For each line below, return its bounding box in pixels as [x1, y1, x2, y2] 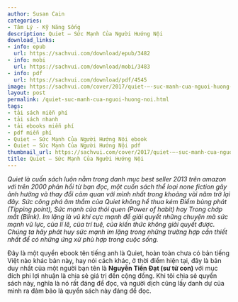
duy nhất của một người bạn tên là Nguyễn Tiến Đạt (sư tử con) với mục [7, 264, 218, 272]
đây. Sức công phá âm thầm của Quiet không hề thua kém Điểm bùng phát [7, 197, 227, 206]
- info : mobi [7, 57, 46, 64]
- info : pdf [7, 69, 42, 77]
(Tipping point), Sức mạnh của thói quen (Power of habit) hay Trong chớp [7, 205, 223, 213]
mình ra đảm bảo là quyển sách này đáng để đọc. [7, 286, 152, 295]
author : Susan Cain [7, 10, 65, 18]
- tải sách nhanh [7, 116, 59, 123]
